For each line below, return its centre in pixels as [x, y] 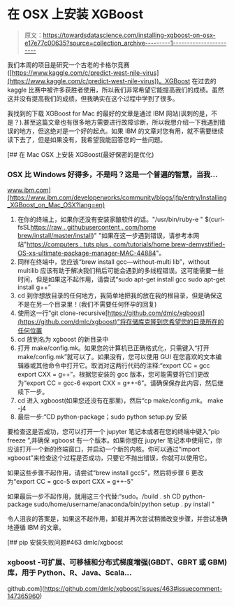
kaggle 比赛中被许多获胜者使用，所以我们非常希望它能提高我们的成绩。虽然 [116, 90]
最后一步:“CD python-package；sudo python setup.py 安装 [102, 417]
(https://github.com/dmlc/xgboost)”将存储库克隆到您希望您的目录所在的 [120, 322]
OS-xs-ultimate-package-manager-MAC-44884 [87, 253]
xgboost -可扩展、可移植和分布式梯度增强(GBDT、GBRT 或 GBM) [117, 562]
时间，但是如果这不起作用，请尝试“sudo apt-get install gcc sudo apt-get [121, 279]
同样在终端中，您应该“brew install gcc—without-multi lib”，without [114, 262]
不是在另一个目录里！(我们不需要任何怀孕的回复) [87, 305]
